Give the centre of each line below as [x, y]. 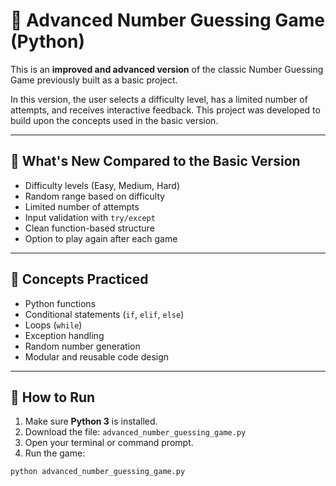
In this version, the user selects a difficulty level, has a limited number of [159, 99]
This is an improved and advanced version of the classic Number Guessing [167, 69]
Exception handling [64, 335]
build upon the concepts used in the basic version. [114, 120]
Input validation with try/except [90, 217]
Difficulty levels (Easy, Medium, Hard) [102, 185]
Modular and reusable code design [97, 356]
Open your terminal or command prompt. [109, 443]
